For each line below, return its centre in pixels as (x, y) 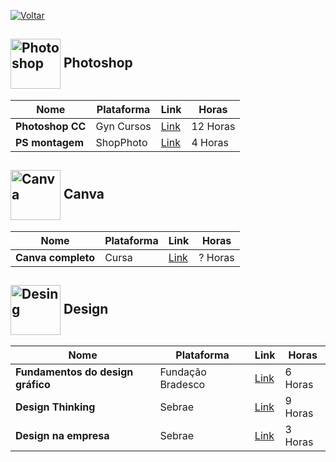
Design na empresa (62, 436)
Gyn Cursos (123, 126)
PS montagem (49, 142)
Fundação (183, 372)
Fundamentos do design (74, 372)
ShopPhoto (121, 142)
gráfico (33, 385)
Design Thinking (55, 407)
